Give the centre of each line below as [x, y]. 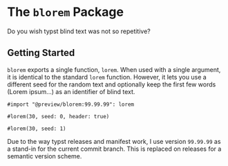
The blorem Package [66, 12]
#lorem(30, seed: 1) [37, 129]
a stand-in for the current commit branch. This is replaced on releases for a [114, 149]
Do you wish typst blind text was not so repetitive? [79, 31]
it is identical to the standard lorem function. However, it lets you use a [107, 77]
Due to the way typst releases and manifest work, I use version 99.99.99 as [114, 141]
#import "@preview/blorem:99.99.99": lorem [71, 104]
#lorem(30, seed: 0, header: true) [58, 116]
